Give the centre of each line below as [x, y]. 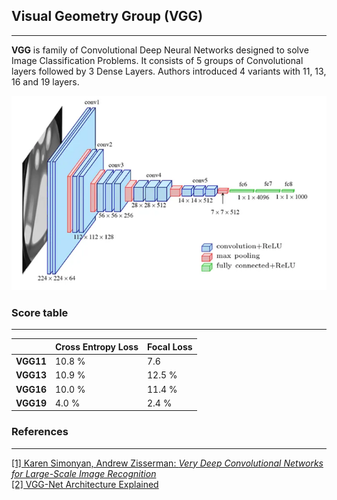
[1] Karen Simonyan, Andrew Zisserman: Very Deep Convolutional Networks [167, 463]
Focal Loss [170, 346]
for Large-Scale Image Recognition [84, 473]
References [40, 432]
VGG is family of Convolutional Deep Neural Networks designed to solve [160, 50]
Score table [40, 312]
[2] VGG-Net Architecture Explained [85, 484]
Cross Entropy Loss [97, 346]
